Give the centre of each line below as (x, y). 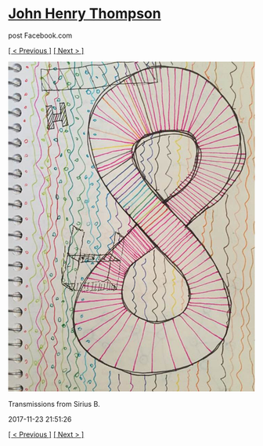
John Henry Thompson (85, 14)
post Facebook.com (40, 35)
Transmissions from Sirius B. (54, 404)
